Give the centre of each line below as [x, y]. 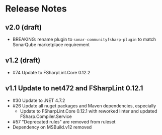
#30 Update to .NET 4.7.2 [39, 100]
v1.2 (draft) [23, 60]
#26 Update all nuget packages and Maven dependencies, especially [84, 105]
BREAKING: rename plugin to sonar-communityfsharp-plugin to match [84, 39]
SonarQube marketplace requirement [51, 45]
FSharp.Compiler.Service [46, 116]
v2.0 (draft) [23, 27]
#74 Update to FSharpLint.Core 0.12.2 [51, 72]
